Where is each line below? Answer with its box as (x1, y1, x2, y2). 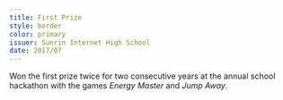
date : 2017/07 (9, 46, 63, 55)
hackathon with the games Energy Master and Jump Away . (9, 80, 228, 91)
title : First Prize (9, 12, 83, 22)
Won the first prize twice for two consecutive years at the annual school (9, 71, 276, 81)
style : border (9, 21, 63, 30)
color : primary (9, 29, 66, 38)
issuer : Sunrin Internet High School (9, 37, 151, 47)
